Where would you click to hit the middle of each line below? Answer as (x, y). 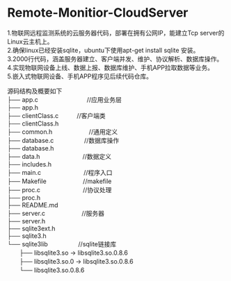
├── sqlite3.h (27, 236)
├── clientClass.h (33, 124)
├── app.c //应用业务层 (64, 99)
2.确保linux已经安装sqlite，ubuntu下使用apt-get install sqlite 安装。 (103, 50)
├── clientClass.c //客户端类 (56, 115)
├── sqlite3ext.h (31, 228)
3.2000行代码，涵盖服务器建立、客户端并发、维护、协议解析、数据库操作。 (115, 59)
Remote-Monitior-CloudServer (98, 13)
